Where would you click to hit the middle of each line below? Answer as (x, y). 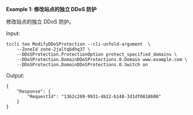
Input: (13, 33)
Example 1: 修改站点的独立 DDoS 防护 (51, 9)
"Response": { (34, 92)
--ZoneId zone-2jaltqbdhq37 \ (54, 49)
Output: (15, 75)
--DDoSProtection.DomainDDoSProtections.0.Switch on (82, 65)
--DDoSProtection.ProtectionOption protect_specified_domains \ (97, 55)
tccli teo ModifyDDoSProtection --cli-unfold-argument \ (78, 44)
